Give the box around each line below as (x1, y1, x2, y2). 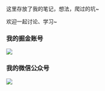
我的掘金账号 (6, 34, 44, 43)
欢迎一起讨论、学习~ (6, 18, 58, 25)
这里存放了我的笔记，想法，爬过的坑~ (6, 5, 100, 12)
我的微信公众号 (6, 64, 50, 72)
